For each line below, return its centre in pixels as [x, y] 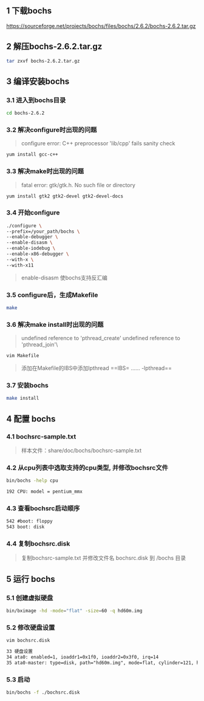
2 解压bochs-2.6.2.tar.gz [54, 46]
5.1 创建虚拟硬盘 [30, 598]
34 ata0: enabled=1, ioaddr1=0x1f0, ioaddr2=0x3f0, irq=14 [83, 657]
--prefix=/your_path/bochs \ [43, 231]
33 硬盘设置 [20, 652]
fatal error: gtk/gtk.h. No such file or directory [78, 185]
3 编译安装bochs [38, 81]
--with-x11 [20, 265]
